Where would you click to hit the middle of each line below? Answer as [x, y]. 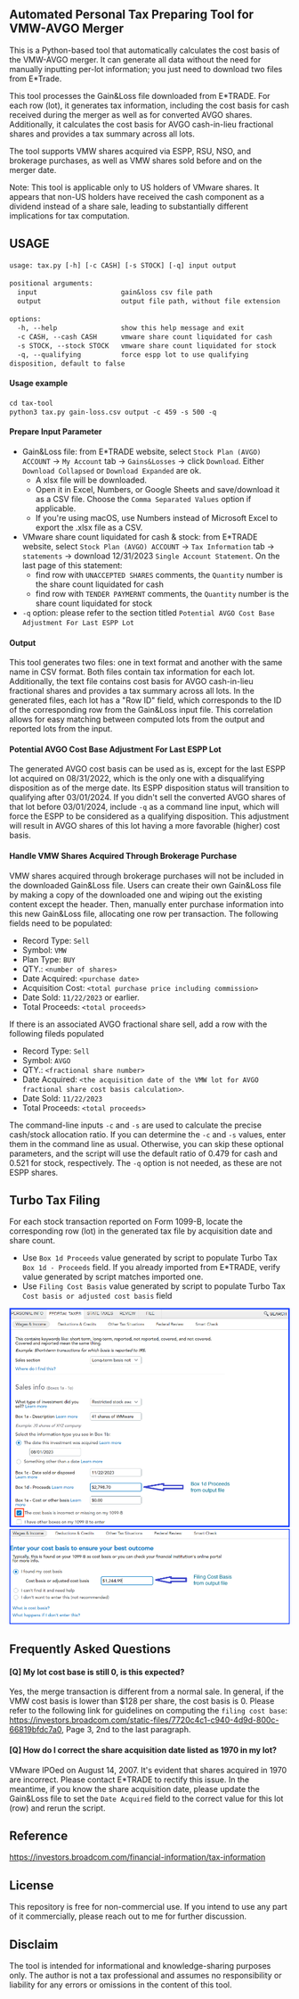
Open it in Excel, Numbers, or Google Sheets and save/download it [158, 490]
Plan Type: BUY [48, 959]
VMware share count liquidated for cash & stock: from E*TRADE [140, 537]
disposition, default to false [67, 363]
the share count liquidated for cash [100, 584]
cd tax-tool [31, 403]
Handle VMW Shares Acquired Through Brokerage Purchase [123, 856]
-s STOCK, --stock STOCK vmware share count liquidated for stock [147, 346]
